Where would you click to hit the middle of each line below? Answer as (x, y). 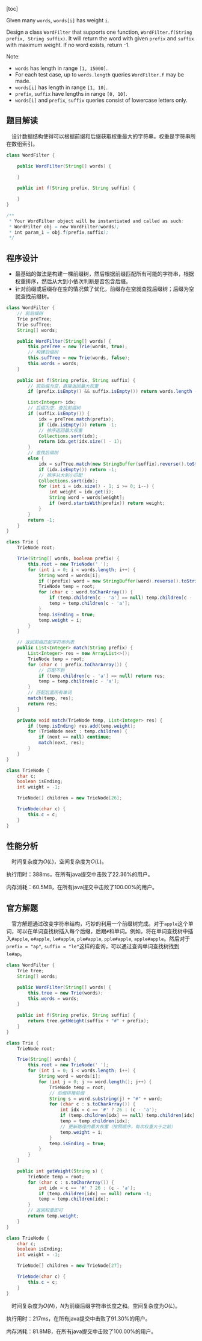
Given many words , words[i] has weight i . (58, 20)
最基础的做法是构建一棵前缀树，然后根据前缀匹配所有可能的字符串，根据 (104, 274)
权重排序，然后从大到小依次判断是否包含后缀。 (73, 281)
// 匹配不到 (51, 670)
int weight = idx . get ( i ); (81, 492)
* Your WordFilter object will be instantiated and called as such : (96, 221)
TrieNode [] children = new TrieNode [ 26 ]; (69, 798)
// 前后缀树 (30, 313)
